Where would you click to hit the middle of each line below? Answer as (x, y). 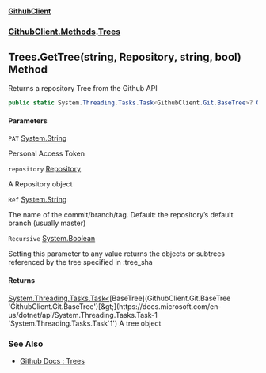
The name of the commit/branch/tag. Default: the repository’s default (121, 215)
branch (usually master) (47, 223)
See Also (26, 344)
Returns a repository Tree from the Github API (83, 89)
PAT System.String (38, 138)
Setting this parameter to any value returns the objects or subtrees (117, 254)
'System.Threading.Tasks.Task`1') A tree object (85, 323)
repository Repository (45, 169)
